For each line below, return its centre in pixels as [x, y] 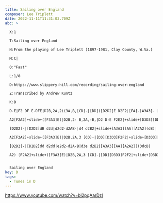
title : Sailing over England [34, 9]
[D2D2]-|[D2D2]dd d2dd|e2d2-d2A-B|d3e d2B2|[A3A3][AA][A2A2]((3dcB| [80, 146]
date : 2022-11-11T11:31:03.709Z [38, 18]
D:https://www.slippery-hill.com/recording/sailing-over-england [77, 85]
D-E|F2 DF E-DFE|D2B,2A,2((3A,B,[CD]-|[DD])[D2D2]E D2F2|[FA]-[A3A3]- [82, 111]
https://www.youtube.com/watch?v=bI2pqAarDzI [54, 195]
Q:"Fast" [18, 67]
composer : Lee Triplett [29, 14]
